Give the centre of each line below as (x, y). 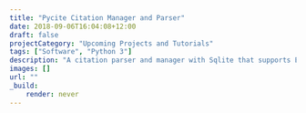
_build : (24, 86)
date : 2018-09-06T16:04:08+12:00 (73, 26)
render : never (52, 94)
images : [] (30, 69)
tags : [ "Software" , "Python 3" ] (71, 52)
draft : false (34, 35)
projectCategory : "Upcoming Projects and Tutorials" (112, 43)
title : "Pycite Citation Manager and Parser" (97, 18)
